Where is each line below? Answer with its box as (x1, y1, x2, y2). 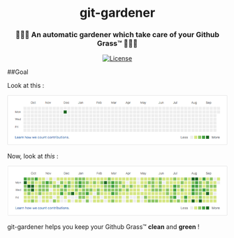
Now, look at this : (7, 152, 59, 161)
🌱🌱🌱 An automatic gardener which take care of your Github (15, 30, 220, 40)
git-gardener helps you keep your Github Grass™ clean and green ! (7, 222, 200, 231)
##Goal (7, 68, 29, 76)
